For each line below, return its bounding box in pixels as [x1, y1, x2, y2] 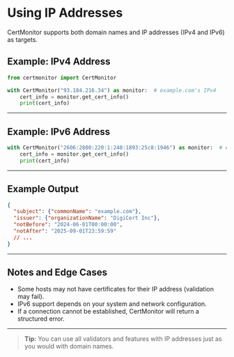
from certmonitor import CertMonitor [7, 74, 117, 81]
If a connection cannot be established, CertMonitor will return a [17, 307, 200, 316]
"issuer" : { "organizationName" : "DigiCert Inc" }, [13, 214, 160, 221]
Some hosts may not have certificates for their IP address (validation [17, 285, 214, 293]
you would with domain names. [24, 342, 114, 351]
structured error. [17, 314, 65, 323]
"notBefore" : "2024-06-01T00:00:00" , [13, 221, 123, 228]
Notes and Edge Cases [7, 267, 108, 279]
